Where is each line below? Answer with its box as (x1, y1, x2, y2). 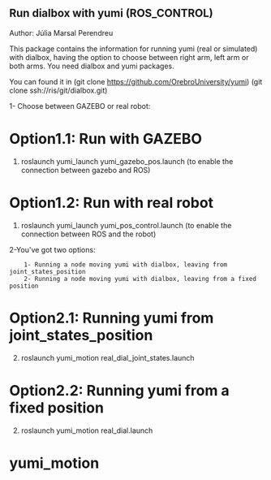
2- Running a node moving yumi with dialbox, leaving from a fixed (24, 275, 256, 283)
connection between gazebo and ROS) (20, 165, 151, 175)
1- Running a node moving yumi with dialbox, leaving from (24, 260, 228, 269)
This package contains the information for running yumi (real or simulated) (9, 44, 258, 54)
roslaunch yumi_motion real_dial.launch (20, 426, 153, 435)
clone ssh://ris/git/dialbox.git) (9, 85, 108, 95)
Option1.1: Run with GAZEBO (9, 130, 202, 148)
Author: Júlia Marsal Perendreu (9, 28, 114, 37)
